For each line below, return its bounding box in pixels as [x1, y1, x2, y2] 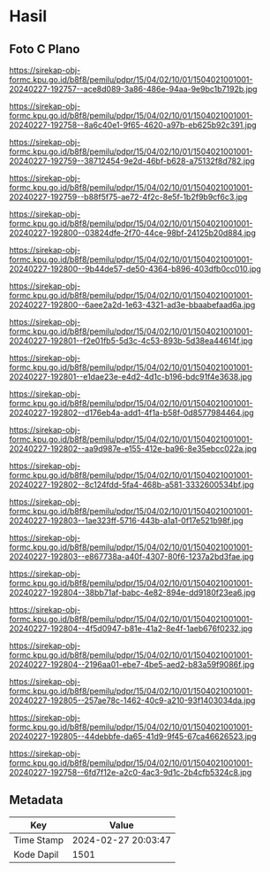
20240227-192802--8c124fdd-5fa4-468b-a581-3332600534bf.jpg [9, 480, 254, 490]
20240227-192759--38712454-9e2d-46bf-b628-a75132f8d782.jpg [9, 156, 256, 166]
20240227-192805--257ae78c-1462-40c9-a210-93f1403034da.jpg [9, 695, 256, 706]
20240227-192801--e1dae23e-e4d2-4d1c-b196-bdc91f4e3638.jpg [9, 372, 252, 382]
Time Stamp [13, 834, 64, 846]
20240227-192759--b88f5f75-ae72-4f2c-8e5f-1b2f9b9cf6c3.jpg [9, 192, 248, 202]
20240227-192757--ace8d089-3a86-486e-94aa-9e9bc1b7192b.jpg [9, 84, 258, 94]
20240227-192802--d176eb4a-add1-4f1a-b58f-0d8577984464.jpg [9, 407, 254, 418]
